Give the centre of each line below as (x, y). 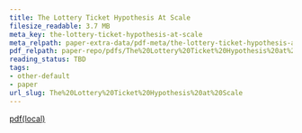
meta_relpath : (36, 43)
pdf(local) (27, 119)
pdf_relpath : (34, 51)
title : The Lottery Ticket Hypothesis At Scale (100, 18)
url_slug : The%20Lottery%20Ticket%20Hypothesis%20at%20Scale (126, 93)
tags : (19, 68)
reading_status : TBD (48, 59)
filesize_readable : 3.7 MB (60, 26)
